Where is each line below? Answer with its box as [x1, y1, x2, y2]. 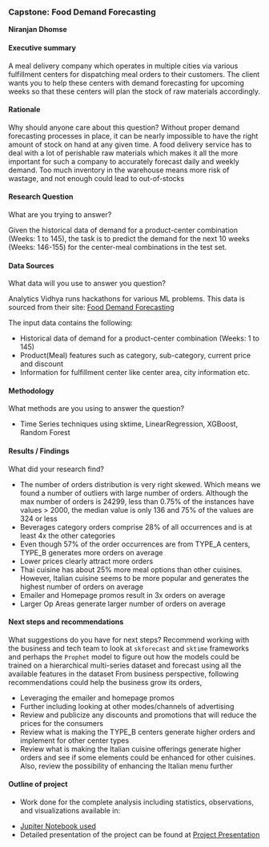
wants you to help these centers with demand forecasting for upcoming [8, 78, 244, 87]
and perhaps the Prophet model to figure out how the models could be [8, 651, 240, 661]
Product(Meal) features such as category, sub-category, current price [19, 351, 251, 361]
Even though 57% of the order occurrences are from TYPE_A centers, [19, 539, 251, 549]
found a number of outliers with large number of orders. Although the [19, 488, 249, 498]
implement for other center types [19, 736, 130, 745]
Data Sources [8, 260, 54, 270]
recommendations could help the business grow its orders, [8, 677, 203, 687]
